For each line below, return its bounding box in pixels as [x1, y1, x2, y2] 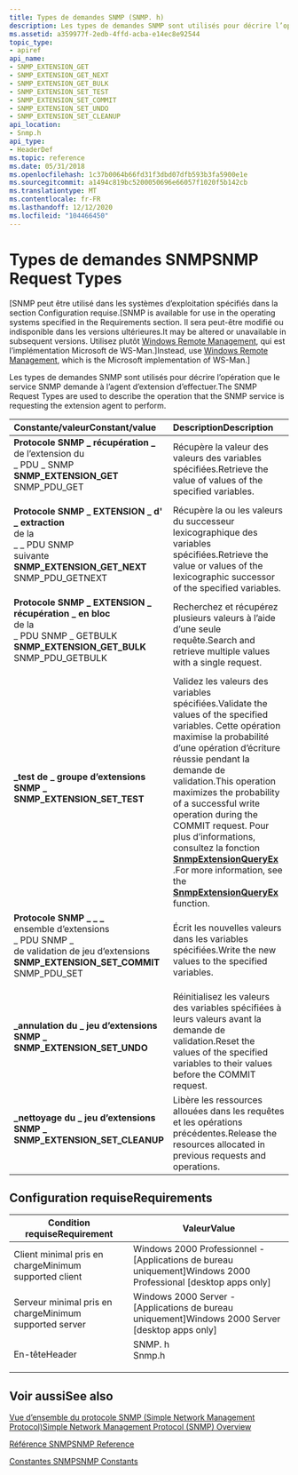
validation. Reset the [172, 1034, 255, 1047]
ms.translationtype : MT [9, 187, 98, 195]
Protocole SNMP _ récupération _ [13, 436, 156, 449]
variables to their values [172, 1056, 273, 1069]
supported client [13, 1271, 82, 1283]
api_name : [9, 54, 46, 63]
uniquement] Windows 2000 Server [132, 1312, 281, 1325]
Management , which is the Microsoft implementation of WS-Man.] [9, 355, 251, 365]
